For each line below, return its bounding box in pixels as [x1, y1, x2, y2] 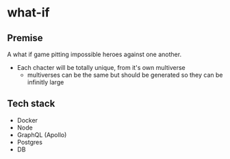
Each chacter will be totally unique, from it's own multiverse [16, 64, 186, 71]
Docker [16, 116, 38, 124]
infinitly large [27, 78, 64, 86]
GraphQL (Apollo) [16, 130, 67, 138]
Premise [7, 32, 43, 44]
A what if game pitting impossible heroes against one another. [7, 50, 182, 58]
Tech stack [7, 98, 55, 110]
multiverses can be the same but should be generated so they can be [27, 71, 223, 79]
